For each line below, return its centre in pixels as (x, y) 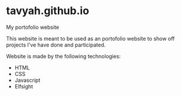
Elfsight (24, 86)
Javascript (27, 80)
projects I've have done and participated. (56, 45)
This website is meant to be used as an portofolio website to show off (90, 38)
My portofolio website (33, 27)
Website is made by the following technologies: (63, 56)
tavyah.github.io (48, 11)
